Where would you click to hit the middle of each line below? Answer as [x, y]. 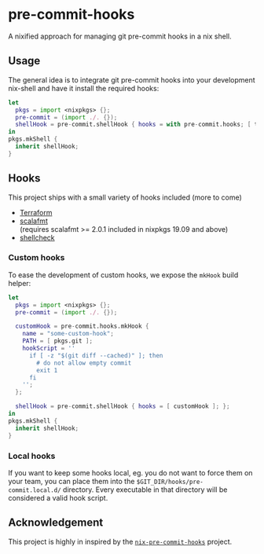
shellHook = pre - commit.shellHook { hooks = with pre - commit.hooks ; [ [133, 125]
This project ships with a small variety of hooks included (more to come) [125, 197]
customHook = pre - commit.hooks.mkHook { [82, 327]
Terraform [36, 212]
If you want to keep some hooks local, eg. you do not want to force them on [130, 472]
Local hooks [32, 456]
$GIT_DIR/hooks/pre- [170, 482]
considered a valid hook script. [58, 497]
